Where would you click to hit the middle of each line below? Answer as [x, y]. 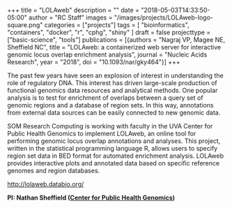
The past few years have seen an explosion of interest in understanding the [116, 75]
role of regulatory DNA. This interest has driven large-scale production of [112, 83]
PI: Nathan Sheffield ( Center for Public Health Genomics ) [91, 198]
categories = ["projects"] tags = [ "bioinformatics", [117, 25]
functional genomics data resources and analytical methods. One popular [113, 90]
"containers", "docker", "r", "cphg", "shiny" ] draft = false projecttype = [109, 32]
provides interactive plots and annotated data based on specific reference [114, 163]
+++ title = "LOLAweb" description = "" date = [74, 10]
